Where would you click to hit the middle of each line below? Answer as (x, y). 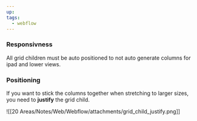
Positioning (23, 80)
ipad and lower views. (34, 64)
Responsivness (29, 44)
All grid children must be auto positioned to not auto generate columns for (98, 58)
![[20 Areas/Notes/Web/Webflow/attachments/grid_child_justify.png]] (93, 111)
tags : (13, 18)
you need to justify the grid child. (48, 99)
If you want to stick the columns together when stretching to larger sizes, (98, 93)
